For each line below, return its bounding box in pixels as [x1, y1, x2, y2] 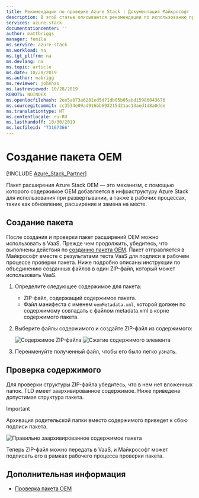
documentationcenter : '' [6, 25, 68, 31]
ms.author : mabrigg [6, 75, 54, 81]
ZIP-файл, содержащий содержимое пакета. [23, 294, 137, 301]
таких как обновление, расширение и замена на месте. [6, 200, 147, 207]
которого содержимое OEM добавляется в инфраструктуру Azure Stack [6, 188, 188, 195]
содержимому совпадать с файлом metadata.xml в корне [23, 307, 169, 314]
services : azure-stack [6, 20, 62, 26]
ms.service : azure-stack [6, 42, 68, 48]
